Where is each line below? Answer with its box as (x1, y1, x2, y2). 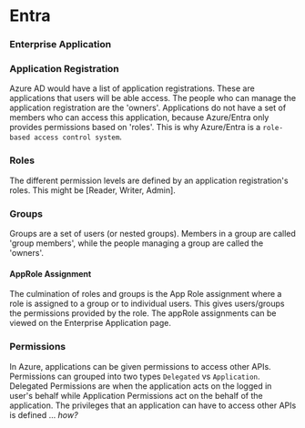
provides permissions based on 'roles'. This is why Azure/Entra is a (9, 122, 261, 133)
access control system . (33, 131, 123, 142)
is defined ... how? (9, 409, 79, 420)
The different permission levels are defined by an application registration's (9, 175, 289, 186)
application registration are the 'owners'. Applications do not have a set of (9, 102, 287, 114)
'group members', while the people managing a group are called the (9, 238, 264, 249)
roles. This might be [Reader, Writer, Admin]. (9, 184, 176, 196)
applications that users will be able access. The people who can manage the (9, 93, 297, 104)
